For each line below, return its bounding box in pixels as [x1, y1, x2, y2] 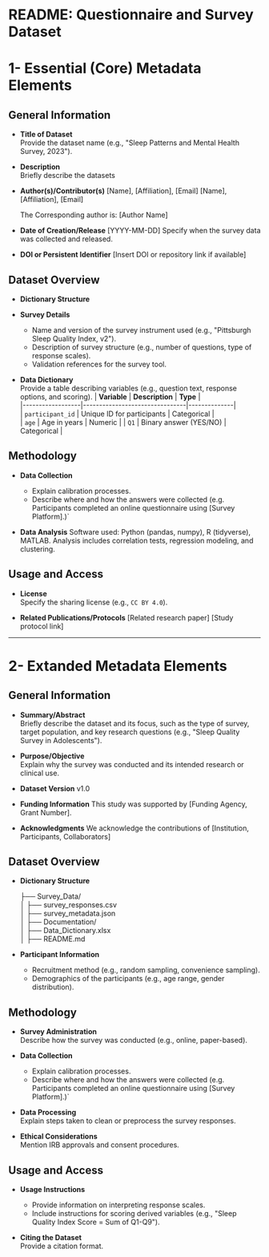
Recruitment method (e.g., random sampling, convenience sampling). [31, 965, 260, 975]
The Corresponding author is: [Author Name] [19, 210, 168, 220]
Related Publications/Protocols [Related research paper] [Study [19, 612, 234, 622]
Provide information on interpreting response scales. [31, 1200, 206, 1210]
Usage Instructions [19, 1185, 86, 1194]
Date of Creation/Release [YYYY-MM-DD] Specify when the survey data [19, 226, 261, 236]
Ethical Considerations [19, 1132, 98, 1142]
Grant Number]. [19, 807, 72, 817]
